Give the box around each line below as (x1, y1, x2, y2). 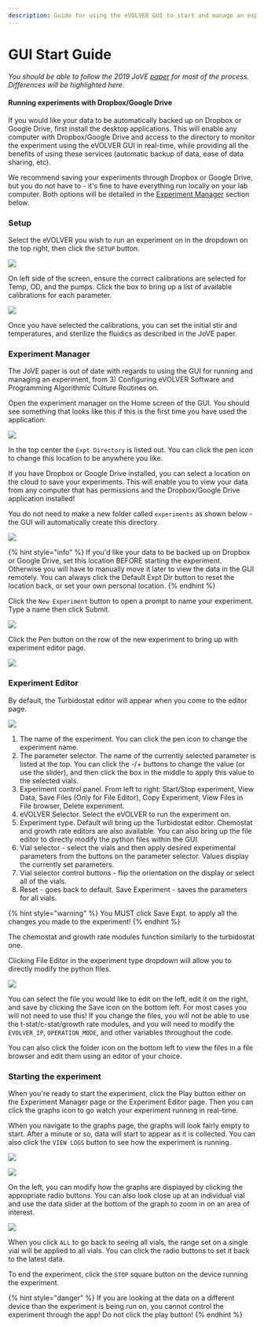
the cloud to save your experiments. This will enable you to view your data (8, 478, 248, 487)
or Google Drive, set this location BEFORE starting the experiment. (8, 556, 222, 566)
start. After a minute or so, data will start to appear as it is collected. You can (8, 1128, 256, 1139)
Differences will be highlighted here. (8, 80, 125, 89)
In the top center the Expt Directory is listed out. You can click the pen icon (8, 445, 254, 455)
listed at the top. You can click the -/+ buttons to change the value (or (19, 759, 245, 768)
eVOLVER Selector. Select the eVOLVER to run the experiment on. (19, 809, 231, 819)
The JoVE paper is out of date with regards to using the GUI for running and (8, 366, 253, 376)
